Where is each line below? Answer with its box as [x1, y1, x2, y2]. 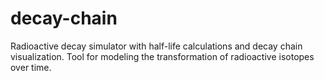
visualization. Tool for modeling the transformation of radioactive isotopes [10, 50, 315, 62]
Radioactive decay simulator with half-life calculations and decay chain [10, 40, 303, 52]
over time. [10, 61, 52, 73]
